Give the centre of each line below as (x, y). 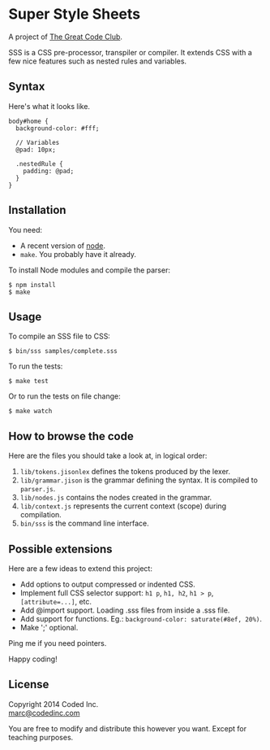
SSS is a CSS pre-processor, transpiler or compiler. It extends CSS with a (131, 52)
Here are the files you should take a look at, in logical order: (108, 456)
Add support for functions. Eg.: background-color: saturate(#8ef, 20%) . (141, 619)
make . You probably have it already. (78, 254)
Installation (37, 210)
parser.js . (38, 489)
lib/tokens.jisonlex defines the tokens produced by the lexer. (125, 472)
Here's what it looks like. (49, 106)
